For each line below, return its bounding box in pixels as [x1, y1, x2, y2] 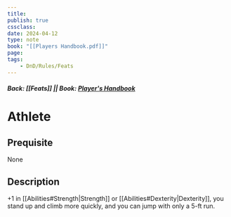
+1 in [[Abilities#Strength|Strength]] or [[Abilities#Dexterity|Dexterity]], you [7, 195, 225, 203]
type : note [7, 37, 39, 44]
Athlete [7, 109, 51, 125]
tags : [7, 56, 23, 63]
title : [7, 10, 27, 18]
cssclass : [7, 23, 37, 30]
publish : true [7, 17, 49, 24]
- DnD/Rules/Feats [20, 63, 74, 70]
